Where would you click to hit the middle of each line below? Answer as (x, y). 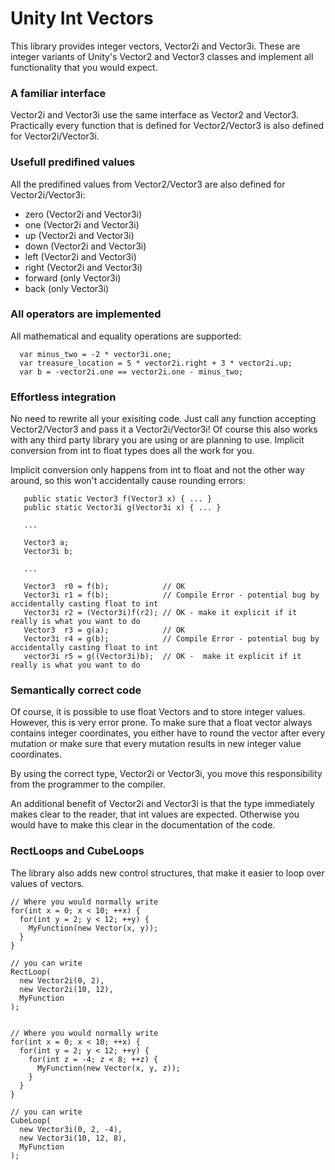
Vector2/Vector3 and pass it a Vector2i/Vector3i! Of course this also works (164, 429)
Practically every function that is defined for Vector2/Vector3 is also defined (167, 126)
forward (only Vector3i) (73, 278)
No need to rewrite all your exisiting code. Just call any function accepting (163, 419)
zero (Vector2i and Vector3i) (83, 214)
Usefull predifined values (73, 162)
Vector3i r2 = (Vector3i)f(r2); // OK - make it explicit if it (160, 613)
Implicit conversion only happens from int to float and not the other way (157, 470)
